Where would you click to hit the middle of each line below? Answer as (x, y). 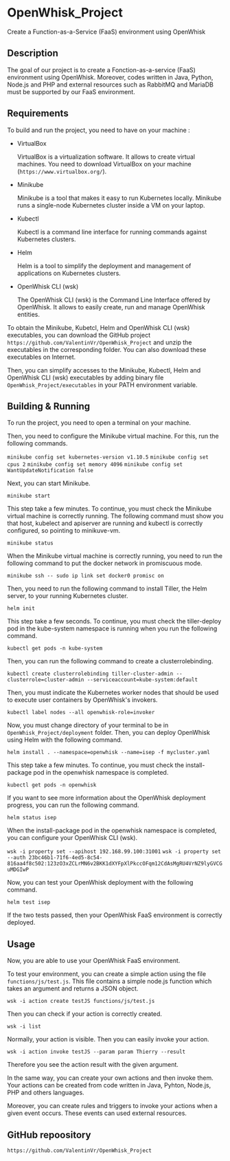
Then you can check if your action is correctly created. (85, 1014)
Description (33, 53)
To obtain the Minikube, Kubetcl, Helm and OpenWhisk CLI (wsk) (99, 327)
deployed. (21, 922)
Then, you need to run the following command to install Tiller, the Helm (107, 588)
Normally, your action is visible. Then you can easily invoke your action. (108, 1039)
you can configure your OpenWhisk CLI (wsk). (72, 838)
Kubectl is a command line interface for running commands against (112, 232)
